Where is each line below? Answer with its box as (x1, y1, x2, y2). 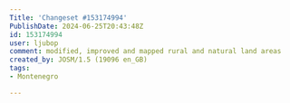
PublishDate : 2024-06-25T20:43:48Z (9, 22, 144, 31)
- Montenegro (9, 72, 59, 81)
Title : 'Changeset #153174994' (9, 13, 128, 23)
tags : (9, 64, 30, 73)
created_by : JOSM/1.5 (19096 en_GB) (9, 55, 148, 64)
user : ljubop (9, 38, 59, 48)
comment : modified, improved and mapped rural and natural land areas (9, 47, 282, 56)
